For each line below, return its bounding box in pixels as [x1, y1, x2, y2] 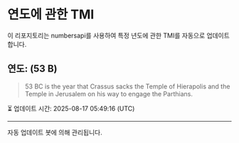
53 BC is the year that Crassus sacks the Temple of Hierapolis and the [24, 82, 230, 91]
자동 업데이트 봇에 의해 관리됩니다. [7, 128, 102, 137]
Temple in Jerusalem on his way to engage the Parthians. [24, 89, 193, 98]
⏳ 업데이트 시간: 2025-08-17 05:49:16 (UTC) [7, 104, 135, 113]
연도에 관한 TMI [7, 6, 95, 23]
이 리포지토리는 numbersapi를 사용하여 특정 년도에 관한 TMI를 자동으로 [7, 31, 206, 40]
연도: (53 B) [7, 63, 58, 75]
